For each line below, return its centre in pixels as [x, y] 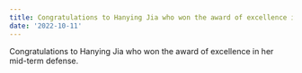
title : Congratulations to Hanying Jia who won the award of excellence [148, 17]
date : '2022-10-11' [46, 26]
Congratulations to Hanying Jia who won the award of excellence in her [142, 51]
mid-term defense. [44, 61]
